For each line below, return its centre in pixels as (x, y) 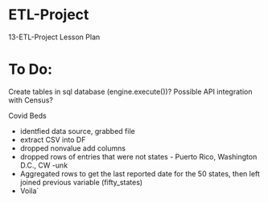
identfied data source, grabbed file (77, 131)
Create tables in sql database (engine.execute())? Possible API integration (130, 91)
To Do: (31, 69)
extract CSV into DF (53, 139)
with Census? (31, 100)
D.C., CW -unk (44, 165)
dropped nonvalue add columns (73, 148)
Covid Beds (27, 115)
